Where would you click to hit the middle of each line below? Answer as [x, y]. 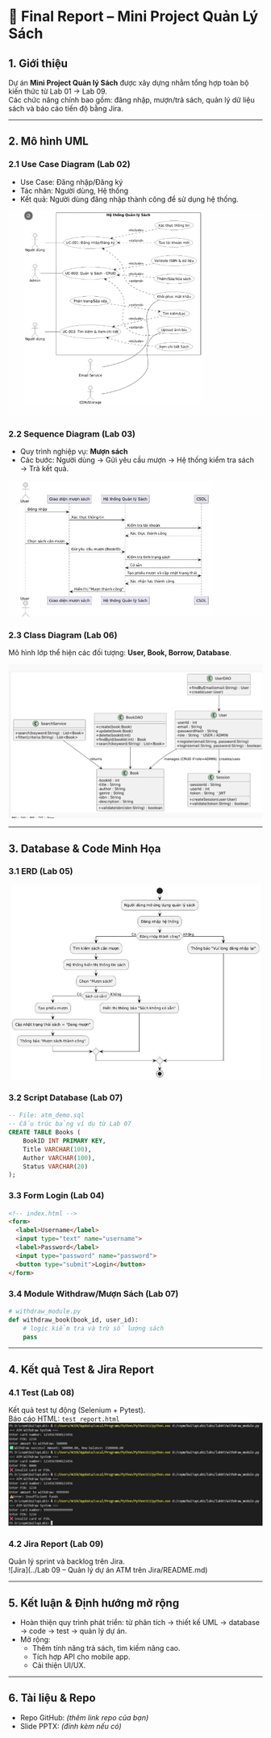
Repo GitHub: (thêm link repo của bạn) [84, 1717]
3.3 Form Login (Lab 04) [56, 1196]
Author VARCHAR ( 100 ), [59, 1158]
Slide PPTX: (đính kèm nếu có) [71, 1726]
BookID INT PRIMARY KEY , [65, 1141]
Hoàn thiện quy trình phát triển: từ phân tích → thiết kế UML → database [140, 1622]
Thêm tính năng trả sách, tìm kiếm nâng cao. [106, 1648]
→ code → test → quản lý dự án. [73, 1631]
